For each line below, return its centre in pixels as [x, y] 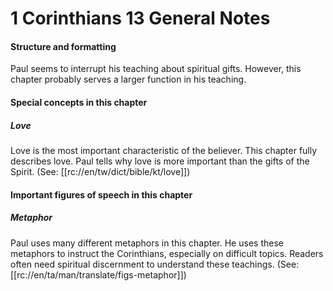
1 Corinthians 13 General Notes [140, 18]
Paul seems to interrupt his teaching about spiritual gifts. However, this [156, 69]
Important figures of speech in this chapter [101, 194]
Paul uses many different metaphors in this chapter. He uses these [147, 243]
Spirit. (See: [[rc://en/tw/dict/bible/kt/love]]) [100, 171]
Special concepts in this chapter [79, 102]
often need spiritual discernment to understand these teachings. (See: [155, 264]
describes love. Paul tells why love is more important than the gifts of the [160, 161]
